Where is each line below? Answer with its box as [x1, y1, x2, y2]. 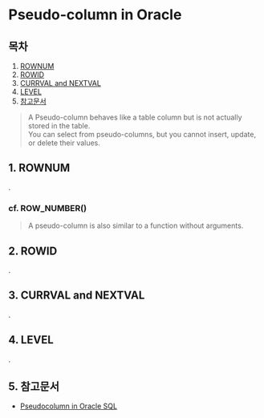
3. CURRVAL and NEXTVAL [8, 289, 145, 302]
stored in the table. [27, 121, 91, 130]
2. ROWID [8, 244, 58, 258]
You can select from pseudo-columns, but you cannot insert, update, [27, 130, 257, 139]
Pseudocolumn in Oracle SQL [19, 401, 118, 411]
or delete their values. [27, 138, 100, 148]
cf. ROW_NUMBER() [8, 202, 87, 213]
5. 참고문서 [8, 379, 60, 393]
